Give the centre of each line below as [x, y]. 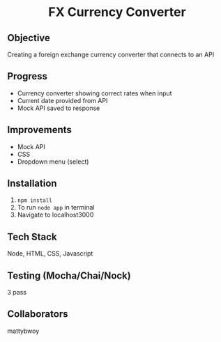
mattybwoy [23, 331]
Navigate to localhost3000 [55, 215]
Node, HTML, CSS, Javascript [50, 254]
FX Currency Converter [117, 12]
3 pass [17, 293]
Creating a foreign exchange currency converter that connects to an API [111, 54]
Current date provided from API [62, 100]
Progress [27, 76]
